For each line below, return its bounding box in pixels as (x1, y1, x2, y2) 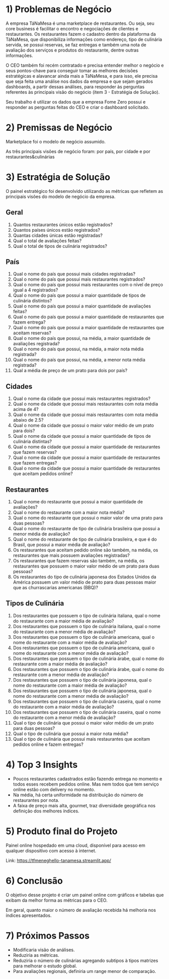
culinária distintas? (13, 438, 52, 445)
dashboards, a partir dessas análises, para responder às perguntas (6, 83, 145, 89)
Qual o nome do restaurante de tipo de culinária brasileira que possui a (13, 526, 160, 532)
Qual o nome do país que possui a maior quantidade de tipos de (13, 292, 146, 298)
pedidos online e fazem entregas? (13, 741, 83, 747)
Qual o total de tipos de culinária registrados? (13, 243, 108, 249)
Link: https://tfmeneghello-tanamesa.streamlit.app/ (6, 857, 111, 863)
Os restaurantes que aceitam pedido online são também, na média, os (13, 547, 158, 553)
